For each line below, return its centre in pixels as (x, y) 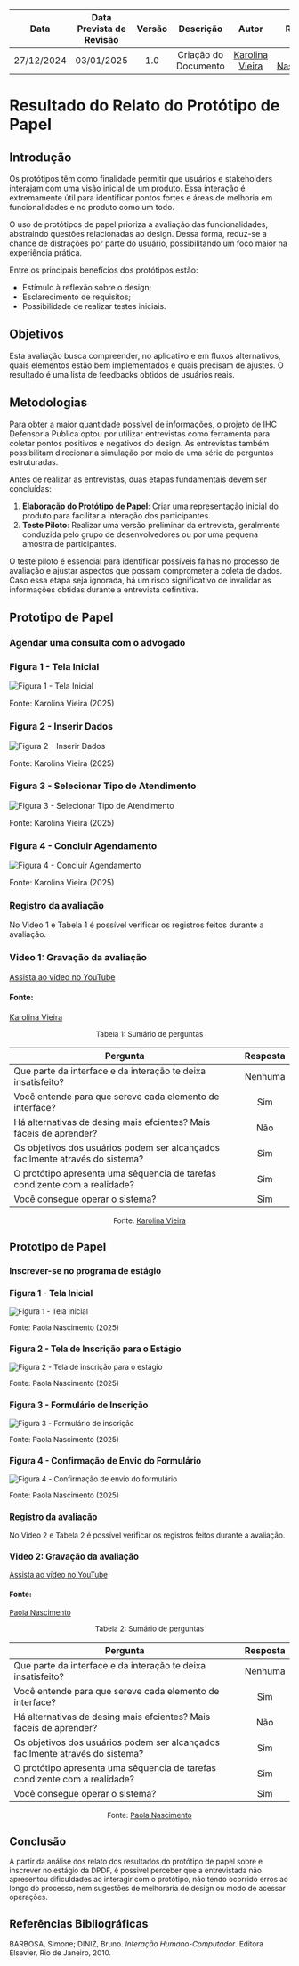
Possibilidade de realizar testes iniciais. (94, 306)
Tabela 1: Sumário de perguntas (149, 1034)
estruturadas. (34, 461)
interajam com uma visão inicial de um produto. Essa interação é (127, 188)
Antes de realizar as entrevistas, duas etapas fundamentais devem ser (138, 479)
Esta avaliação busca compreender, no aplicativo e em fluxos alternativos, (145, 355)
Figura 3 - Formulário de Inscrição (79, 1405)
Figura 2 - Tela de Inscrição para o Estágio (95, 1349)
